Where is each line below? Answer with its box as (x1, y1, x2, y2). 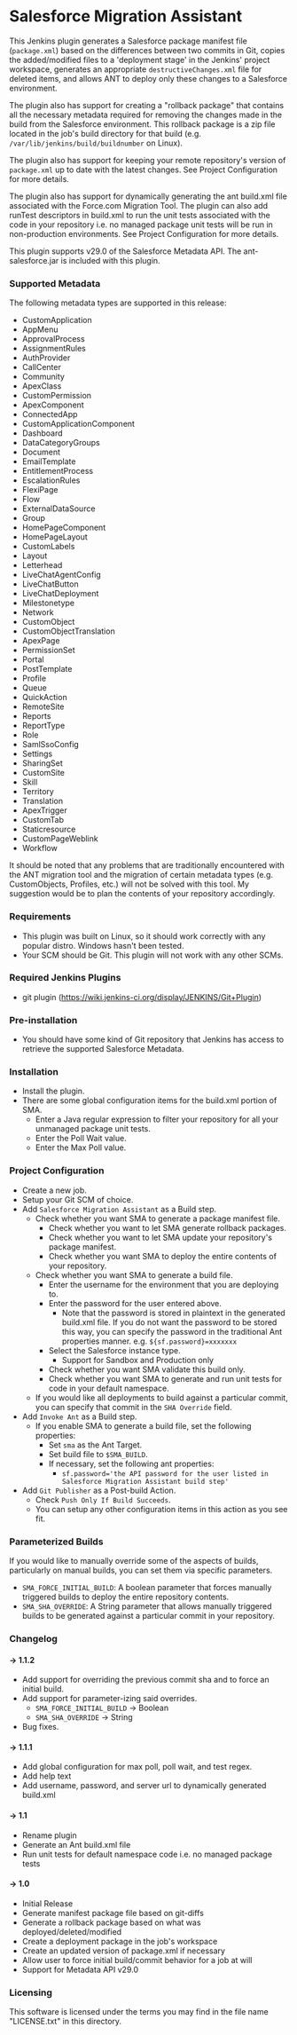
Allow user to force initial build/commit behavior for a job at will (21, 1954, 253, 1965)
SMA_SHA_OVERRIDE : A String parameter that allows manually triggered (21, 1601, 272, 1612)
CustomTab (21, 815, 65, 825)
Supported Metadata (9, 277, 101, 289)
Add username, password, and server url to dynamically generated (21, 1780, 267, 1791)
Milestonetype (21, 597, 75, 609)
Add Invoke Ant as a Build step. (21, 1411, 137, 1422)
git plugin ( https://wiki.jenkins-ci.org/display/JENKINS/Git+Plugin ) (21, 991, 262, 1002)
